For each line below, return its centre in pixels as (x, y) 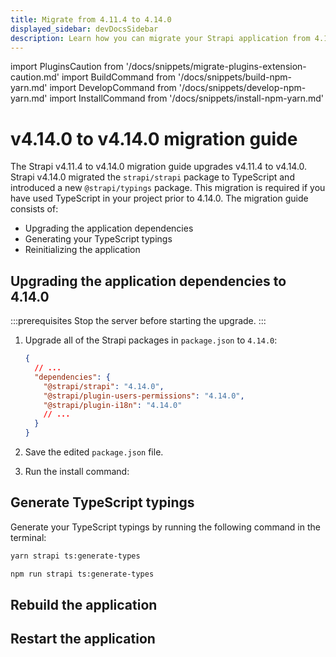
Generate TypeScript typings (102, 502)
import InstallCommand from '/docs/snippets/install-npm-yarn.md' (187, 98)
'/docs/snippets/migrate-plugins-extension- (216, 67)
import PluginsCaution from (67, 67)
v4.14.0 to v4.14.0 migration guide (154, 138)
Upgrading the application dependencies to (148, 281)
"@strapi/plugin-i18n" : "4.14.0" (113, 405)
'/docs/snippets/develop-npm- (242, 88)
